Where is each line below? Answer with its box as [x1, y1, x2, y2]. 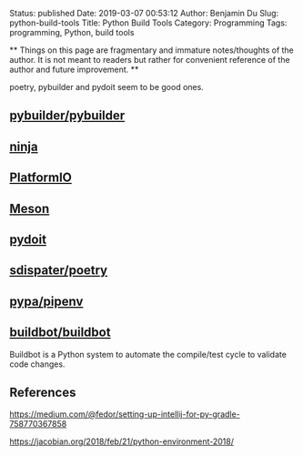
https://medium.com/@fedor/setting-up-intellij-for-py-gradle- [9, 409, 241, 420]
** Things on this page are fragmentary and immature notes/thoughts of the [9, 45, 294, 56]
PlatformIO [9, 170, 73, 186]
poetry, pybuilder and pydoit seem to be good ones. [9, 82, 205, 92]
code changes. [9, 359, 66, 370]
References [9, 384, 76, 400]
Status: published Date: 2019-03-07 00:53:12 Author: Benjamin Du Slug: [9, 8, 279, 18]
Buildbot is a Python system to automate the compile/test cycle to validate [9, 349, 287, 360]
